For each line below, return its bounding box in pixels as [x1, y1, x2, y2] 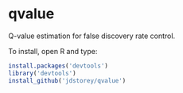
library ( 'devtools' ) [8, 69, 77, 77]
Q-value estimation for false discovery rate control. [8, 31, 176, 41]
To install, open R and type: [8, 46, 98, 56]
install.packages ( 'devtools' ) [8, 61, 109, 70]
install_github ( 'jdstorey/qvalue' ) [8, 76, 127, 84]
